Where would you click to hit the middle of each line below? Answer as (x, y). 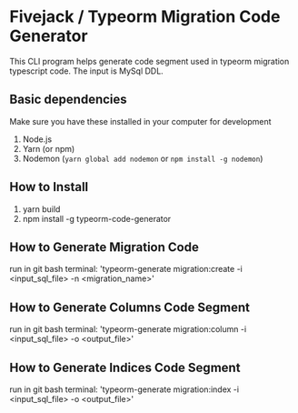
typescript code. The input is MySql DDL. (86, 71)
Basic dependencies (68, 100)
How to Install (49, 187)
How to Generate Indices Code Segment (125, 367)
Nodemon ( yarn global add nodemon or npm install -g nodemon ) (143, 158)
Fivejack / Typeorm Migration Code (145, 17)
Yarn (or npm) (49, 148)
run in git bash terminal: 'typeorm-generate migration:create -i (126, 269)
